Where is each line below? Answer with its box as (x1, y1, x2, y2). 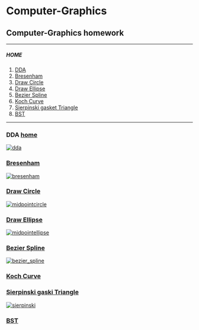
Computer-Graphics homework (6, 28, 124, 38)
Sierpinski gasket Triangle (14, 104, 78, 111)
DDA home (6, 131, 37, 139)
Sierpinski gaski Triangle (6, 288, 79, 296)
